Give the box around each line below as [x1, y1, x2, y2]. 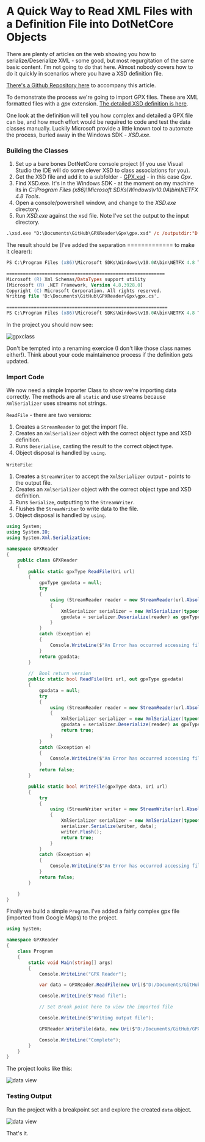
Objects [6, 30, 47, 44]
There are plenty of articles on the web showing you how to [6, 50, 157, 57]
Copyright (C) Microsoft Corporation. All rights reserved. [6, 288, 163, 294]
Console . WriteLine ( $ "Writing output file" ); [38, 1015, 154, 1021]
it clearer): [6, 248, 32, 255]
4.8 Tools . [15, 193, 41, 200]
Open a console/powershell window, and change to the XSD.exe [15, 199, 176, 207]
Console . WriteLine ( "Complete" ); [38, 1037, 121, 1043]
